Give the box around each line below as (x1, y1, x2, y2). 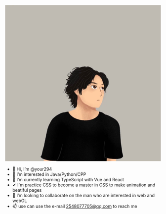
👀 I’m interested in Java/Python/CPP (12, 171, 86, 177)
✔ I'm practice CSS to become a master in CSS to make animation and (12, 182, 156, 188)
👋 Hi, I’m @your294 (12, 166, 52, 172)
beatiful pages (12, 187, 42, 193)
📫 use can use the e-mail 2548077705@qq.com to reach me (12, 203, 137, 209)
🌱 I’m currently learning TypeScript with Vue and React (12, 177, 124, 182)
